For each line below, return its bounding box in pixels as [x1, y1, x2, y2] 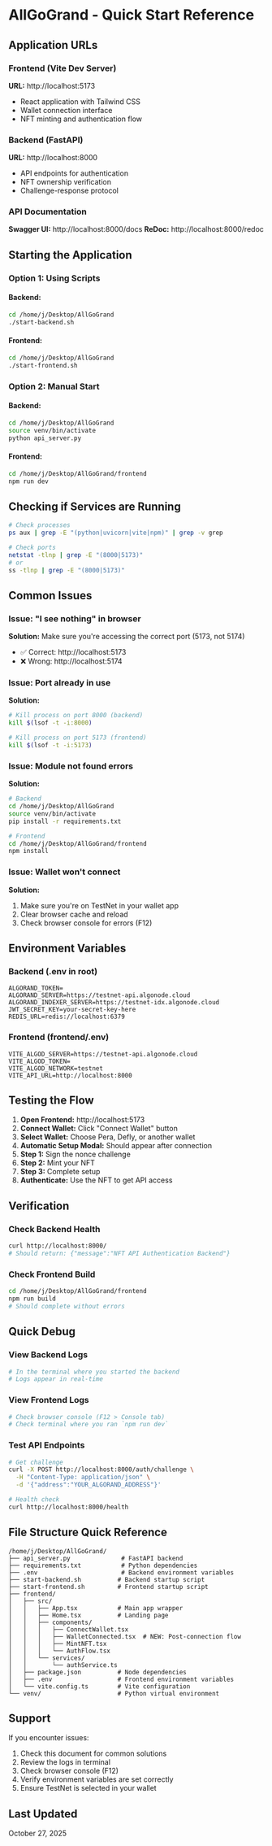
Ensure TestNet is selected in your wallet [19, 1783, 157, 1793]
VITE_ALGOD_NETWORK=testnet [8, 1064, 104, 1073]
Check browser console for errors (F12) [19, 917, 153, 928]
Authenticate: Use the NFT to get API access [19, 1175, 173, 1185]
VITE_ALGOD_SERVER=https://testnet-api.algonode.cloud [8, 1050, 198, 1058]
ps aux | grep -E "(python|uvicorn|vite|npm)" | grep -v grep [8, 529, 223, 538]
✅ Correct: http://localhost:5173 [19, 647, 127, 657]
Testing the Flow [8, 1094, 95, 1108]
